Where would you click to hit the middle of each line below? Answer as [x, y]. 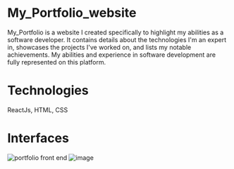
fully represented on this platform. [57, 62]
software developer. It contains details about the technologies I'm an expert [117, 39]
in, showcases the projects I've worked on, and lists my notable [99, 47]
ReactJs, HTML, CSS [38, 109]
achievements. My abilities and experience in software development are [112, 55]
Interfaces [38, 138]
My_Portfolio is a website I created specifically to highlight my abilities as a [116, 32]
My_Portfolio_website [72, 13]
